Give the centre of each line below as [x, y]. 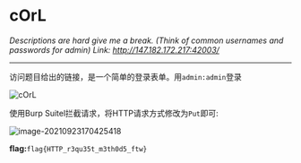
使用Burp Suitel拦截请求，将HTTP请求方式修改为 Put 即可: [114, 113]
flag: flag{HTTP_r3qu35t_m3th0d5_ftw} [78, 148]
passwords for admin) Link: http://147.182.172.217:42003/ [114, 49]
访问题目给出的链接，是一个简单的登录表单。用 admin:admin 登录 [125, 76]
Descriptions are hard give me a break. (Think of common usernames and [146, 40]
